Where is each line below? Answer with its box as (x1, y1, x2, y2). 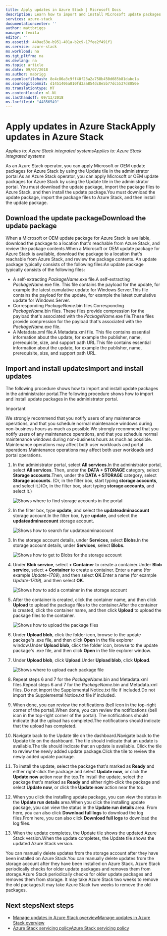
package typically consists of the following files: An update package (5, 261, 144, 267)
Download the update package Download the (5, 214, 146, 222)
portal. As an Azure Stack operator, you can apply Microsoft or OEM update (5, 173, 159, 179)
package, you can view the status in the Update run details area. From (12, 804, 158, 810)
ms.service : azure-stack (5, 44, 57, 49)
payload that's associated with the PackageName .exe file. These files (12, 313, 154, 319)
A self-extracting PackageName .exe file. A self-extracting (12, 276, 130, 282)
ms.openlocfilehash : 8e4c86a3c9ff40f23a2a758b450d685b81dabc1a (5, 76, 139, 81)
